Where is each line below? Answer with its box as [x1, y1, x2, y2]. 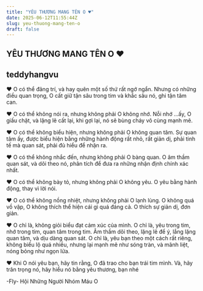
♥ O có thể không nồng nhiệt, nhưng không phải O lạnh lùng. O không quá [6, 197, 194, 204]
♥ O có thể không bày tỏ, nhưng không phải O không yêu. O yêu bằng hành [6, 179, 197, 186]
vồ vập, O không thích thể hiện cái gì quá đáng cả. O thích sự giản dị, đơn [6, 203, 191, 211]
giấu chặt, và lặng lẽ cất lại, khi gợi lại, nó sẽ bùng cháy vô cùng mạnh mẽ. [6, 117, 193, 124]
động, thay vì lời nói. [6, 185, 57, 193]
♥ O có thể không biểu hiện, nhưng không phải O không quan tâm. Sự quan [6, 129, 197, 136]
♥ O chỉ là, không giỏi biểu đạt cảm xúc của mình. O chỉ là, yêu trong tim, [6, 221, 191, 229]
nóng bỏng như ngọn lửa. [6, 248, 70, 255]
